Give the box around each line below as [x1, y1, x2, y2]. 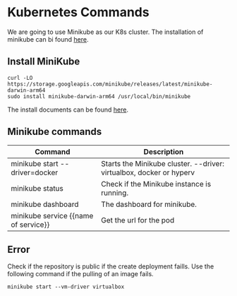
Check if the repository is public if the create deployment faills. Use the [7, 262, 214, 271]
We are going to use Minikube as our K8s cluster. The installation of [7, 28, 204, 36]
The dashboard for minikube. [101, 199, 197, 209]
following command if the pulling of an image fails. [7, 270, 154, 278]
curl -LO [7, 74, 33, 81]
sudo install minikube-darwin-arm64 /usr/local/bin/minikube [7, 93, 191, 100]
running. [101, 188, 129, 198]
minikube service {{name [11, 211, 94, 220]
